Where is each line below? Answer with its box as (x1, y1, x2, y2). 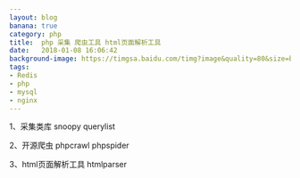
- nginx (9, 95, 38, 105)
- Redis (9, 71, 38, 80)
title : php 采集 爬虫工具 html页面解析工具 (9, 37, 162, 47)
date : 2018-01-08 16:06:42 (9, 46, 118, 55)
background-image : (9, 54, 78, 63)
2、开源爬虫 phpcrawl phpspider (9, 140, 129, 151)
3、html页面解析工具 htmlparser (9, 159, 128, 170)
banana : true (9, 21, 58, 30)
